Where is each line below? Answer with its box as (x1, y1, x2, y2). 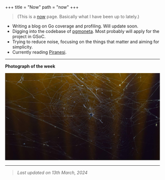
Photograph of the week (5, 63, 55, 69)
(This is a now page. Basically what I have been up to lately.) (17, 14, 139, 19)
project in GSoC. (12, 34, 46, 39)
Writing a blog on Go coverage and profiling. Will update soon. (12, 23, 138, 29)
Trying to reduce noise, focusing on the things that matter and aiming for (12, 39, 160, 45)
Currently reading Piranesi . (12, 49, 67, 55)
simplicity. (12, 44, 33, 50)
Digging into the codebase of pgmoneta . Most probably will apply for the (12, 28, 160, 34)
